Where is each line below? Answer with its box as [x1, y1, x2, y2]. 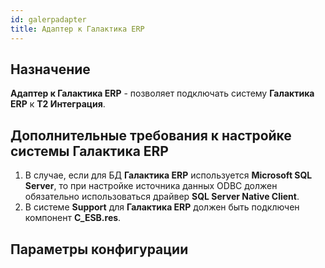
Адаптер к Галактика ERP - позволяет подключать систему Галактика [10, 87, 315, 100]
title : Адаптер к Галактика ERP [10, 24, 145, 34]
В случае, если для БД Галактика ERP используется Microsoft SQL [24, 169, 313, 181]
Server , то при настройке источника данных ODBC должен [24, 180, 278, 192]
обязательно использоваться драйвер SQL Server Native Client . [24, 191, 300, 203]
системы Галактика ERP [10, 142, 169, 160]
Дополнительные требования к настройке [10, 127, 292, 144]
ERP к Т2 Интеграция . [10, 98, 106, 110]
